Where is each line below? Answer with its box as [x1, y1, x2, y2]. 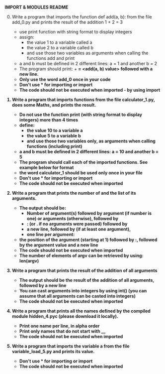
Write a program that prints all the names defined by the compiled [11, 308, 151, 314]
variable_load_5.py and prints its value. [11, 349, 95, 354]
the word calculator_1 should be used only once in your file [19, 170, 143, 176]
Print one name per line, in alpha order [19, 323, 100, 329]
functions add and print [26, 55, 75, 61]
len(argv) [19, 258, 39, 263]
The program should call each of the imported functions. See [19, 159, 148, 165]
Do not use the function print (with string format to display [19, 112, 143, 118]
